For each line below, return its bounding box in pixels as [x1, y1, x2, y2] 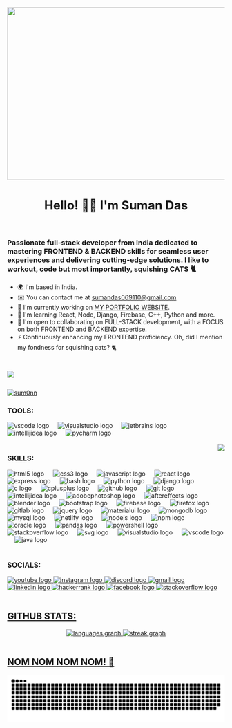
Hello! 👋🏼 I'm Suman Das [43, 198, 188, 214]
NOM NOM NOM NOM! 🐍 [7, 656, 115, 668]
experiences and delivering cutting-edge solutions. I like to [7, 255, 209, 265]
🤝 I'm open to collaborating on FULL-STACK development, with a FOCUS [17, 318, 224, 326]
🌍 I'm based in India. [17, 283, 78, 291]
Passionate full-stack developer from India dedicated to [7, 238, 198, 248]
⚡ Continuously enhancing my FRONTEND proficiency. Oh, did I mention [17, 333, 223, 342]
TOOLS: [7, 406, 35, 416]
